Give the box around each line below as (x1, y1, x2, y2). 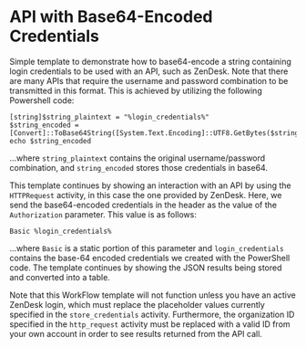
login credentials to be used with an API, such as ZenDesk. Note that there (9, 66, 289, 77)
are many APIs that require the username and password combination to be (9, 75, 289, 86)
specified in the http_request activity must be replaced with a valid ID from (9, 318, 291, 330)
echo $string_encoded (9, 136, 92, 145)
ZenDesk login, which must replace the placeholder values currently (9, 299, 266, 310)
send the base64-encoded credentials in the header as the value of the (9, 199, 278, 210)
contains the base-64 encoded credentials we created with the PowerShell (9, 252, 291, 263)
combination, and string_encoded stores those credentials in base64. (9, 162, 269, 173)
